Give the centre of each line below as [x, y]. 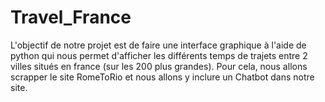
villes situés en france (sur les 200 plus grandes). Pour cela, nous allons [159, 66]
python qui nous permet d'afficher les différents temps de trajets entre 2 [159, 55]
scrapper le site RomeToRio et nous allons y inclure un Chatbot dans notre [162, 77]
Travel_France [71, 17]
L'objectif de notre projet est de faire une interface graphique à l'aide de [158, 45]
